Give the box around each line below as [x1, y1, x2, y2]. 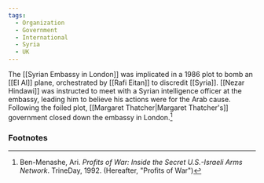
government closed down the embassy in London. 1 [8, 112, 173, 122]
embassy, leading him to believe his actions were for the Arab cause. [8, 95, 231, 104]
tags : [8, 11, 26, 20]
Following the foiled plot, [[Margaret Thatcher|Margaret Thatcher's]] [8, 103, 229, 112]
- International [15, 33, 68, 42]
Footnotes [8, 132, 49, 143]
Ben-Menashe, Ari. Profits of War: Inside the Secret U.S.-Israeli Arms [19, 157, 243, 167]
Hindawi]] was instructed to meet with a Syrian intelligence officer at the [8, 86, 242, 95]
